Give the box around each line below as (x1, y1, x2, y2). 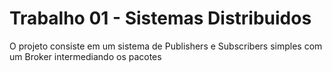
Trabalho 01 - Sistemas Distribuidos (9, 7, 312, 30)
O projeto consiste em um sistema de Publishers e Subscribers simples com (9, 40, 323, 52)
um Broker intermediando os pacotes (9, 50, 162, 62)
